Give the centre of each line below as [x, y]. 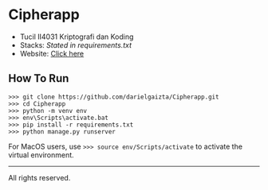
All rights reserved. [39, 177]
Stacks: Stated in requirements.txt [76, 45]
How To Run [39, 78]
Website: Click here [52, 53]
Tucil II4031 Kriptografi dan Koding [77, 37]
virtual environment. [41, 155]
